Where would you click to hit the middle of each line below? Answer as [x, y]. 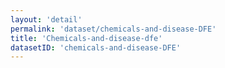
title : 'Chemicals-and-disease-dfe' [86, 38]
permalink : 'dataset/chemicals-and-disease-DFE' [113, 29]
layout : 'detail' [46, 19]
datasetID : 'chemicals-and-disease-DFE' [96, 47]
